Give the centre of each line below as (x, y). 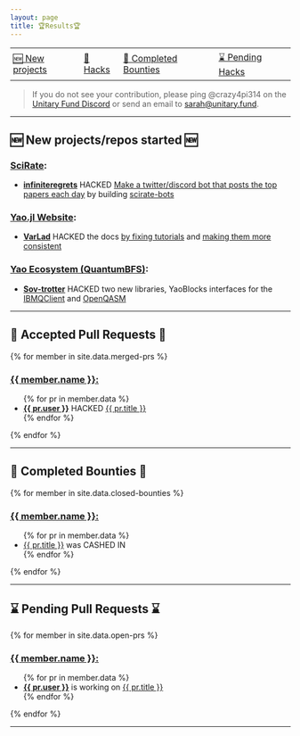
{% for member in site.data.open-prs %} (84, 635)
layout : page (34, 17)
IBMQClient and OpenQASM (74, 298)
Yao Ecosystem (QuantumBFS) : (80, 269)
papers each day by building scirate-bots (98, 194)
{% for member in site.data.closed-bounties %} (97, 492)
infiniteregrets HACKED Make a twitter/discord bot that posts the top (150, 185)
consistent (42, 246)
